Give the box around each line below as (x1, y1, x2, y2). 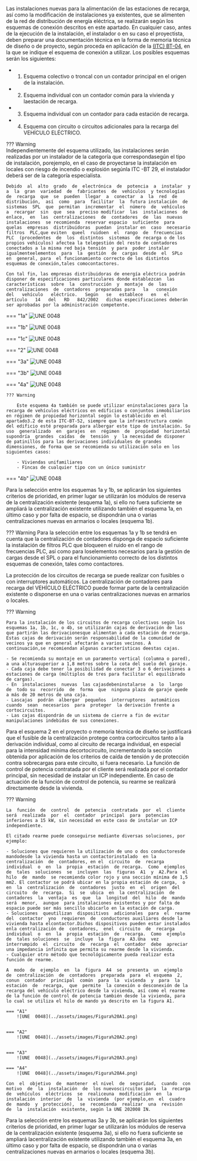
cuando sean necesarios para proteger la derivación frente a (6, 702, 175, 708)
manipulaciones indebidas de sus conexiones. (6, 718, 119, 723)
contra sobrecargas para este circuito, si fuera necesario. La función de (6, 759, 180, 766)
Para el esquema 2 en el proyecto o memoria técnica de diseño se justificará (6, 728, 192, 735)
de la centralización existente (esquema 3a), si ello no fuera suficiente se (6, 1129, 183, 1136)
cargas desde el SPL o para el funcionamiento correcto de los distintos (6, 554, 178, 561)
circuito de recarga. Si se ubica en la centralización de (6, 890, 175, 896)
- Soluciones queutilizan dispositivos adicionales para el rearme (6, 910, 191, 916)
